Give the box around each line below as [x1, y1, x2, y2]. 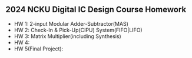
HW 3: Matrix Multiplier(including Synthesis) [14, 32, 121, 40]
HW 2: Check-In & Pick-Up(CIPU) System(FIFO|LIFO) [14, 26, 143, 33]
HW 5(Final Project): [14, 45, 64, 52]
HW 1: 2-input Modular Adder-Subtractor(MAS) [14, 20, 129, 27]
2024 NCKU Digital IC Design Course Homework [5, 5, 187, 15]
